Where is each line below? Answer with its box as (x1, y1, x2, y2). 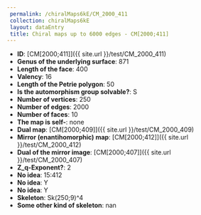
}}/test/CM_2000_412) (16, 140, 82, 150)
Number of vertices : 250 (16, 95, 92, 104)
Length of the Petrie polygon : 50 (16, 80, 115, 89)
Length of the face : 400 (16, 65, 88, 73)
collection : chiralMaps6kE (9, 17, 90, 24)
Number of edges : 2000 (16, 103, 89, 111)
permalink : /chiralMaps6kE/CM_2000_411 (9, 10, 129, 18)
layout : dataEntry (9, 23, 65, 31)
